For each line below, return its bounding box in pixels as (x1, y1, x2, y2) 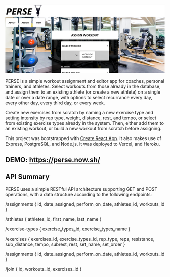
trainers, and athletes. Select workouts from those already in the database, (5, 83, 161, 90)
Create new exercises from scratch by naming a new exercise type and (5, 110, 153, 116)
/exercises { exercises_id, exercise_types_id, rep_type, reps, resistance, (5, 236, 155, 242)
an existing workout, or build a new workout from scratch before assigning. (5, 126, 162, 132)
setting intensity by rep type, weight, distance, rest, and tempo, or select (5, 115, 157, 121)
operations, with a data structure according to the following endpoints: (5, 192, 152, 198)
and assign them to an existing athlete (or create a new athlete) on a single (5, 89, 161, 95)
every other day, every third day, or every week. (5, 100, 105, 106)
